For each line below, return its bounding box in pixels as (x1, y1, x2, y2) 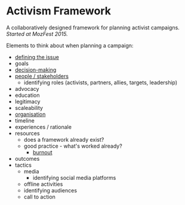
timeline (14, 117, 35, 124)
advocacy (14, 85, 39, 92)
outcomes (14, 155, 40, 162)
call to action (23, 193, 55, 200)
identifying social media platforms (32, 174, 116, 181)
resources (14, 130, 40, 137)
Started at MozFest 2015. (6, 30, 68, 37)
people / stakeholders (14, 72, 69, 79)
